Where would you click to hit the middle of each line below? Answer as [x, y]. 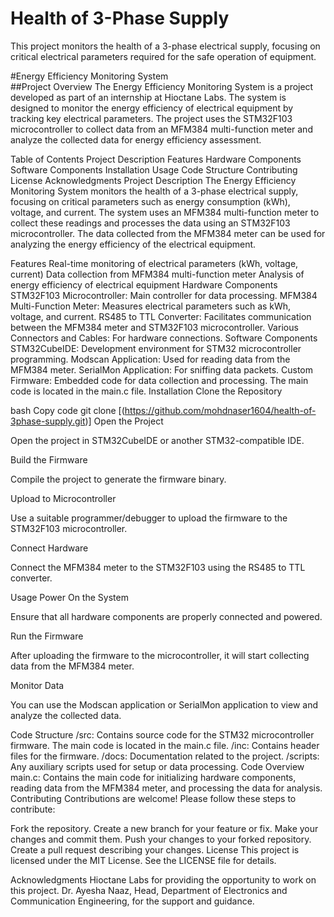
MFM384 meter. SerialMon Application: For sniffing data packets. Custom [162, 369]
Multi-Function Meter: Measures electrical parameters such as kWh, [151, 306]
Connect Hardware [49, 548]
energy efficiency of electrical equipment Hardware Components [144, 284]
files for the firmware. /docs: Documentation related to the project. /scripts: [165, 756]
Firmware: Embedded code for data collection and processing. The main [159, 380]
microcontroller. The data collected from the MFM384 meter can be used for [168, 233]
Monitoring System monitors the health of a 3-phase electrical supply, [154, 191]
